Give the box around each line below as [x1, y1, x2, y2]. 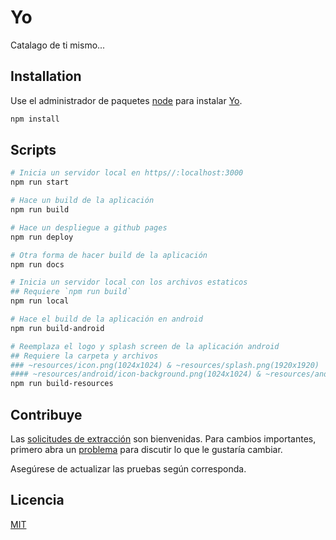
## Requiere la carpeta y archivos [10, 351, 159, 361]
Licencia [10, 492, 65, 509]
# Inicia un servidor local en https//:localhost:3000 [10, 168, 244, 178]
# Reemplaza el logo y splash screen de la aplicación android [10, 341, 280, 351]
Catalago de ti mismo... [10, 39, 106, 51]
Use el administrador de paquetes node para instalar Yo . [10, 94, 243, 106]
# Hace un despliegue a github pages [10, 222, 168, 233]
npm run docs [10, 259, 65, 270]
